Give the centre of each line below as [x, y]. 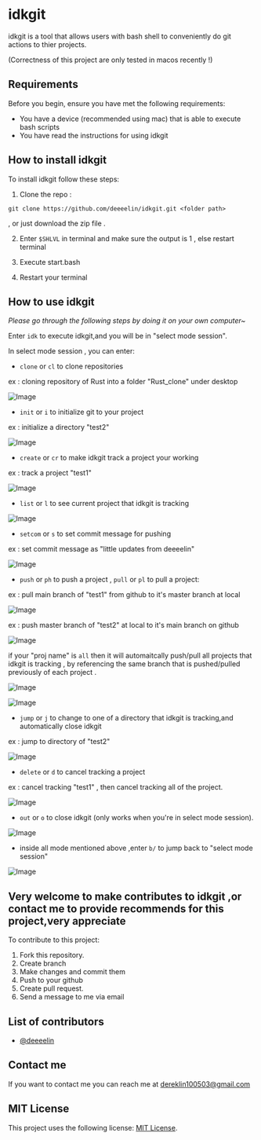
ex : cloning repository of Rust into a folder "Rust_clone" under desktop [123, 382]
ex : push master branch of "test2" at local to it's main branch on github [123, 625]
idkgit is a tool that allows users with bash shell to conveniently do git [120, 36]
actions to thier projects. [47, 44]
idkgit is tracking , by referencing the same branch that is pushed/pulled [124, 664]
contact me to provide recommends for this [116, 909]
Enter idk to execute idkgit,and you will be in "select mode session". [118, 336]
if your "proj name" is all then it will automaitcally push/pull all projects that [130, 656]
